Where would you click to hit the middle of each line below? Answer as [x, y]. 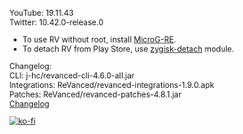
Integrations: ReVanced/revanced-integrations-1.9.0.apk [112, 85]
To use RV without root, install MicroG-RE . [99, 39]
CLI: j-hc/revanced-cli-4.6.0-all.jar [72, 75]
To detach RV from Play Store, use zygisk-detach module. [128, 49]
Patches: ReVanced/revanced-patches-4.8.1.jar [96, 94]
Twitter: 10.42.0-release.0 [57, 22]
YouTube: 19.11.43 [41, 13]
